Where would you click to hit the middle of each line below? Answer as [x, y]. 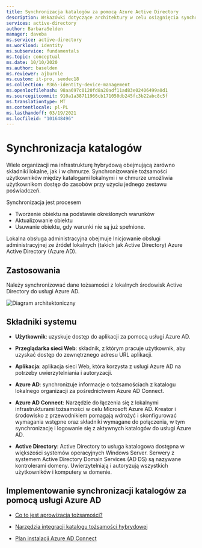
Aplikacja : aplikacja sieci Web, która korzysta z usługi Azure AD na [98, 366]
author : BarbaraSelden [35, 29]
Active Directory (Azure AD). [41, 252]
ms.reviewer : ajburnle [35, 74]
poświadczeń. [23, 191]
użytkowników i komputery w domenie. [63, 472]
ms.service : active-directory [44, 40]
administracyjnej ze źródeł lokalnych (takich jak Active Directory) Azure [94, 245]
